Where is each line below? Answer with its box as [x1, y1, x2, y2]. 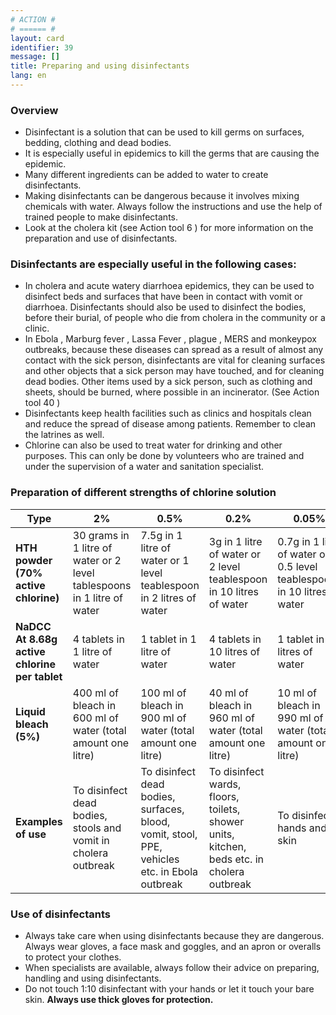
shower [208, 814, 245, 828]
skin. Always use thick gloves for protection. [24, 994, 214, 1006]
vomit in [72, 833, 110, 847]
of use [15, 827, 47, 841]
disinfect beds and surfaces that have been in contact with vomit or [24, 291, 303, 303]
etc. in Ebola [140, 864, 199, 878]
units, [208, 827, 235, 841]
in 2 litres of [140, 591, 197, 605]
